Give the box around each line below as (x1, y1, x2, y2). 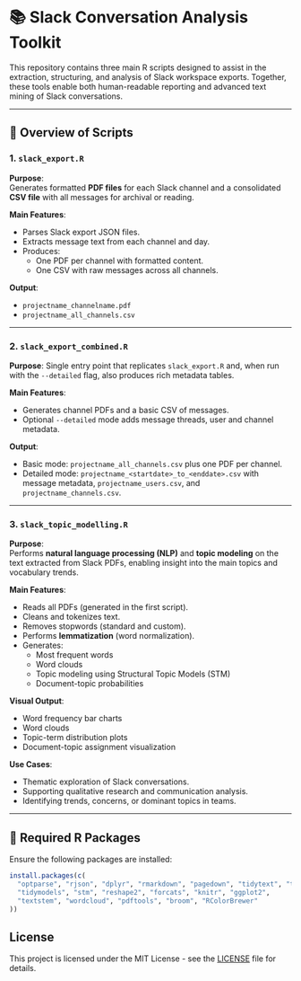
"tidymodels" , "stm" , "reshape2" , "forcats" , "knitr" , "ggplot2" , (17, 888, 271, 897)
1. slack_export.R (9, 152, 85, 164)
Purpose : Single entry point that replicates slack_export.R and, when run (9, 360, 279, 371)
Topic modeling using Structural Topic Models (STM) (35, 668, 231, 679)
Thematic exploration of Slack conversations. (21, 776, 190, 787)
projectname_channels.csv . (21, 487, 122, 498)
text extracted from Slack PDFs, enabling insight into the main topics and (9, 558, 278, 569)
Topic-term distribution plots (21, 732, 128, 743)
